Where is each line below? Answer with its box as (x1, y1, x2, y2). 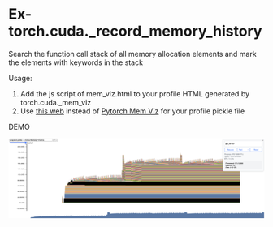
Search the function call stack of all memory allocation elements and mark (8, 49, 258, 58)
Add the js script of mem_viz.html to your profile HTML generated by (19, 88, 250, 98)
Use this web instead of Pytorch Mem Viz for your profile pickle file (19, 106, 245, 116)
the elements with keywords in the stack (8, 58, 144, 67)
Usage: (8, 73, 32, 83)
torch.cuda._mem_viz (19, 97, 92, 107)
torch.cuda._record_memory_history (8, 22, 262, 41)
